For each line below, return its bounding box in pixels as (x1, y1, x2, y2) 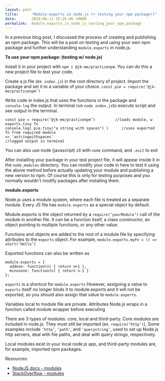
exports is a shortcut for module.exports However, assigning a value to (5, 281, 147, 287)
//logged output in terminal (5, 139, 65, 144)
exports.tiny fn (5, 122, 38, 127)
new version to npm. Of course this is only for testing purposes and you (5, 173, 150, 178)
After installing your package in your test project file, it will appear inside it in (5, 157, 160, 163)
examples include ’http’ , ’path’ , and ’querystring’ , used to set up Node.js (5, 327, 159, 332)
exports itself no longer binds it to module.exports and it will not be (5, 286, 141, 292)
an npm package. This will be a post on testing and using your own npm (5, 40, 151, 46)
